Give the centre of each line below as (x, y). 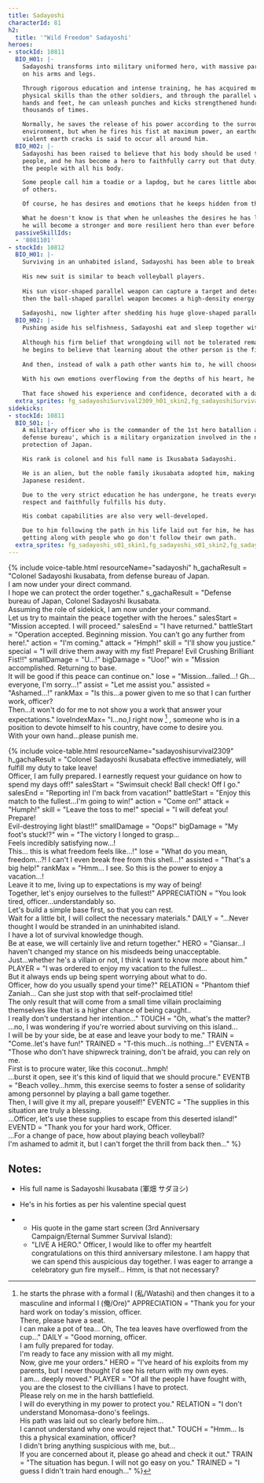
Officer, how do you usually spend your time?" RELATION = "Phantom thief (129, 985)
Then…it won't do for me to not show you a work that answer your (115, 710)
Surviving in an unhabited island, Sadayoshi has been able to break (139, 262)
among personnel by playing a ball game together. (89, 1094)
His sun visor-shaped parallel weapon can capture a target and (130, 291)
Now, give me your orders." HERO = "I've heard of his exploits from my (134, 1363)
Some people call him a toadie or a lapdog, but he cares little (132, 183)
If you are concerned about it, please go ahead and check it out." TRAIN (136, 1454)
